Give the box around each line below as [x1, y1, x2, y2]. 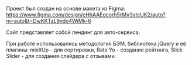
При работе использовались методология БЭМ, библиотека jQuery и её [6, 40, 186, 47]
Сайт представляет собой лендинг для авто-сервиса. [6, 29, 140, 36]
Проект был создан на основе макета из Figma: [6, 5, 126, 12]
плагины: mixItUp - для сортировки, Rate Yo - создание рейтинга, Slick [6, 46, 183, 53]
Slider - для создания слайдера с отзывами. [6, 53, 116, 59]
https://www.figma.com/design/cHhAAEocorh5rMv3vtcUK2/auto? [6, 11, 166, 18]
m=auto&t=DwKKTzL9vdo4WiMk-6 [6, 18, 92, 24]
